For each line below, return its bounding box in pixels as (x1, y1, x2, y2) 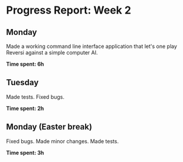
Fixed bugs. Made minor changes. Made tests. (6, 137, 119, 145)
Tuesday (6, 77, 39, 88)
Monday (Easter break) (6, 122, 93, 132)
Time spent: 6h (6, 60, 44, 67)
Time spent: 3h (6, 149, 44, 156)
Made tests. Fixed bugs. (6, 93, 65, 101)
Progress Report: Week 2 (6, 4, 132, 17)
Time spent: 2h (6, 105, 44, 112)
